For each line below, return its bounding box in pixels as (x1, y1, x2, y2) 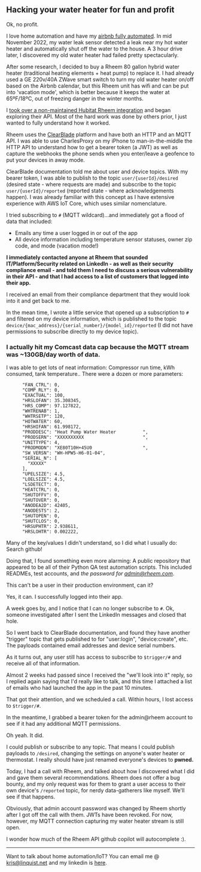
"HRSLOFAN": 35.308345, (22, 398, 82, 404)
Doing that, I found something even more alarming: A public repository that (6, 557, 190, 565)
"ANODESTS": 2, (22, 508, 60, 514)
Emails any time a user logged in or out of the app (14, 229, 138, 236)
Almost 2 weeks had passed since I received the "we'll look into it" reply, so (6, 671, 193, 679)
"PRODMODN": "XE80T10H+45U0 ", (22, 445, 148, 451)
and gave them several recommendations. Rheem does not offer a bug (6, 774, 181, 782)
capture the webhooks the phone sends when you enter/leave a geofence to (6, 150, 195, 157)
